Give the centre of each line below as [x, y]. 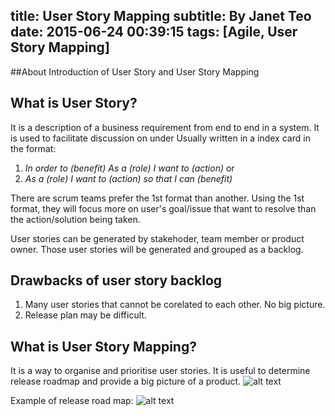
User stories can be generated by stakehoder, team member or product [157, 238]
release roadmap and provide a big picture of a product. [126, 381]
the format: [33, 148]
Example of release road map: [72, 401]
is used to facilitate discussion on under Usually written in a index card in [160, 138]
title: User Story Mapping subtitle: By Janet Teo [161, 16]
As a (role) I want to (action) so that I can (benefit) [128, 178]
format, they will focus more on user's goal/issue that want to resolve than [163, 208]
